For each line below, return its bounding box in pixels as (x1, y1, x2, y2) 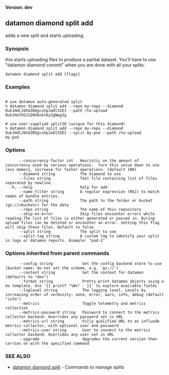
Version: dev (5, 5, 33, 10)
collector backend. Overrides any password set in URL (5, 314, 123, 319)
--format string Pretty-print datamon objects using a (18, 279, 164, 284)
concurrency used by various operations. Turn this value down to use (5, 162, 159, 168)
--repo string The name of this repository (18, 207, 142, 212)
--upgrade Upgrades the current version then (18, 336, 157, 342)
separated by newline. (5, 180, 53, 185)
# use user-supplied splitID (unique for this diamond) (5, 122, 125, 127)
